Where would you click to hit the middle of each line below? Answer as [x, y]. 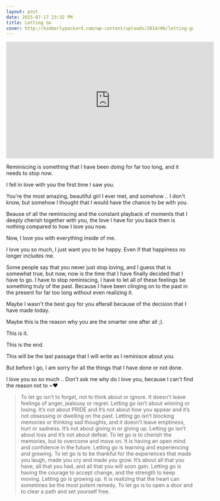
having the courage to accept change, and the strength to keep [98, 473]
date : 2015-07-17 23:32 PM [39, 17]
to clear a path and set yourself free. [65, 492]
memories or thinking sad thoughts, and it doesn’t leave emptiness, [103, 422]
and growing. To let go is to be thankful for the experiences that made [106, 454]
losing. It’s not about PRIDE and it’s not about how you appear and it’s [105, 410]
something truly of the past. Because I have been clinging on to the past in [97, 286]
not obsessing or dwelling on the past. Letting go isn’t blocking [97, 416]
